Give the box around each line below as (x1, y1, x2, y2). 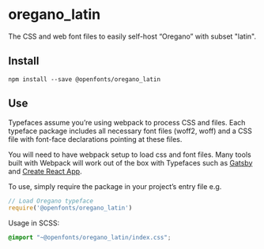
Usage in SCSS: (8, 218, 60, 228)
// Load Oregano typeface (8, 197, 93, 205)
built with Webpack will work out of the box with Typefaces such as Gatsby (8, 158, 253, 167)
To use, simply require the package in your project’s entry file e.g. (8, 181, 222, 191)
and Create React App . (8, 166, 82, 176)
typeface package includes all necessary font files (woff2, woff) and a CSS (8, 126, 253, 136)
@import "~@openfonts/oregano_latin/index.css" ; (8, 234, 172, 242)
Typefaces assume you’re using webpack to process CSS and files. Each (8, 117, 246, 127)
